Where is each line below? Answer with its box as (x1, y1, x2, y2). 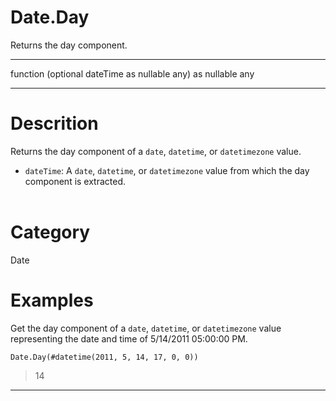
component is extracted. (24, 175, 127, 187)
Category (10, 221, 91, 244)
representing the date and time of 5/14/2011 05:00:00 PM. (10, 332, 248, 345)
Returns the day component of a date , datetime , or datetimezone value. (10, 145, 302, 157)
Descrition (10, 112, 99, 135)
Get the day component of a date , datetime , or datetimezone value (10, 322, 282, 334)
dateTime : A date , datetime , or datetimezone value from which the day (24, 164, 310, 176)
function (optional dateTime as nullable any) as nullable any (10, 67, 255, 80)
